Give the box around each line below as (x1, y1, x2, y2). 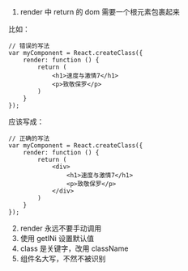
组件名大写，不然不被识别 (19, 254, 106, 263)
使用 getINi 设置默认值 (19, 234, 95, 243)
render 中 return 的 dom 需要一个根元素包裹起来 (19, 7, 181, 16)
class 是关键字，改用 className (19, 243, 129, 253)
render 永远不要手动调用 (19, 223, 102, 233)
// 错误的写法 (8, 42, 50, 50)
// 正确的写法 (8, 134, 50, 142)
